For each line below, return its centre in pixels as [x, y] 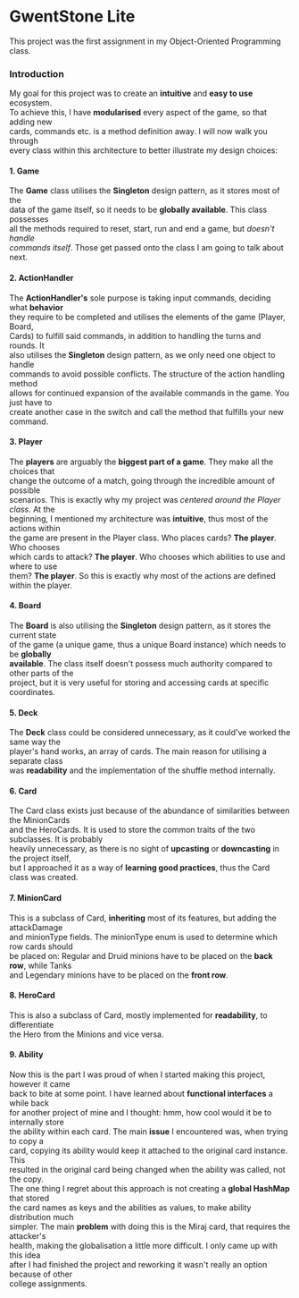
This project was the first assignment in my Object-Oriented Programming [145, 41]
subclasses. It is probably [56, 839]
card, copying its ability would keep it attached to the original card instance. [149, 1150]
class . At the [32, 509]
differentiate [32, 1024]
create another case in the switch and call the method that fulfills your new [146, 411]
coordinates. [32, 692]
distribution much [42, 1217]
